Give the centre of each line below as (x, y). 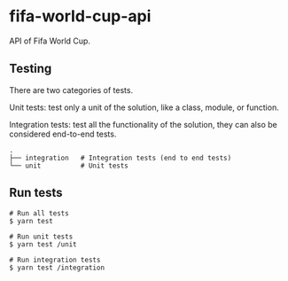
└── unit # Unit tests (69, 166)
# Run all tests (39, 213)
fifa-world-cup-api (80, 16)
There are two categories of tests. (71, 90)
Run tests (36, 193)
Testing (31, 69)
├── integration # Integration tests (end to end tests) (121, 158)
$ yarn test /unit (43, 244)
